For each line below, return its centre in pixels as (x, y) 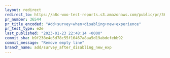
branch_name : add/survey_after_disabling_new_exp (58, 47)
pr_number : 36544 (23, 19)
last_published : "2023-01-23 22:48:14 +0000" (54, 33)
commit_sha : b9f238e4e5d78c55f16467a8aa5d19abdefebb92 (64, 38)
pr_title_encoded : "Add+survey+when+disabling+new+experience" (73, 24)
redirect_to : (19, 15)
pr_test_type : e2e (24, 29)
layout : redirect (23, 10)
